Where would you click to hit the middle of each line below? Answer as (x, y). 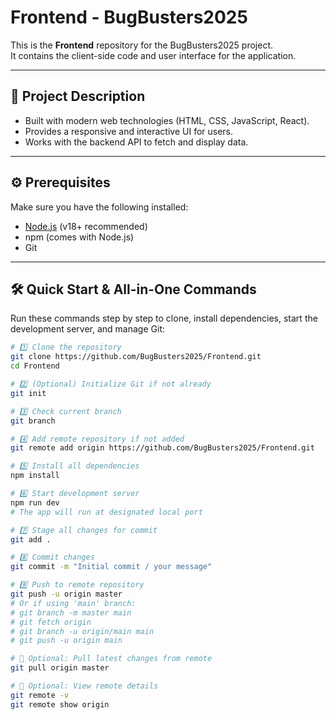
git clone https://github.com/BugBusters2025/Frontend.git (136, 357)
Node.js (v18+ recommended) (86, 226)
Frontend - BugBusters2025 (129, 17)
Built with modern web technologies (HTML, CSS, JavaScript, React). (167, 120)
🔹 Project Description (78, 96)
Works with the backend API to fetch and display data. (136, 142)
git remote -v (40, 695)
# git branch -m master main (71, 612)
